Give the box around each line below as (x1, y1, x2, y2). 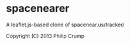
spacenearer (6, 2, 70, 15)
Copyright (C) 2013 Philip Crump (6, 32, 85, 39)
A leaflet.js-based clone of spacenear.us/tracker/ (6, 21, 125, 28)
